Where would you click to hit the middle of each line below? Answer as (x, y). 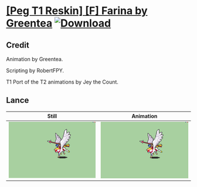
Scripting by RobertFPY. (35, 71)
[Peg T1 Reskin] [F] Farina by (77, 11)
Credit (18, 45)
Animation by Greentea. (35, 59)
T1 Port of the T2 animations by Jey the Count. (62, 82)
